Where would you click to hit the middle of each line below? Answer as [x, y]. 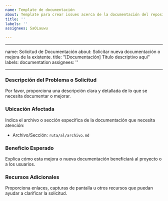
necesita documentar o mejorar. [38, 96]
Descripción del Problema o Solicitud [51, 80]
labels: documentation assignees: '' [42, 62]
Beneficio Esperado [29, 148]
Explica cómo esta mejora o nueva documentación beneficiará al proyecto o [83, 159]
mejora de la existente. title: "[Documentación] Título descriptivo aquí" [77, 57]
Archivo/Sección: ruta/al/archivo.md [51, 135]
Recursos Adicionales [32, 177]
